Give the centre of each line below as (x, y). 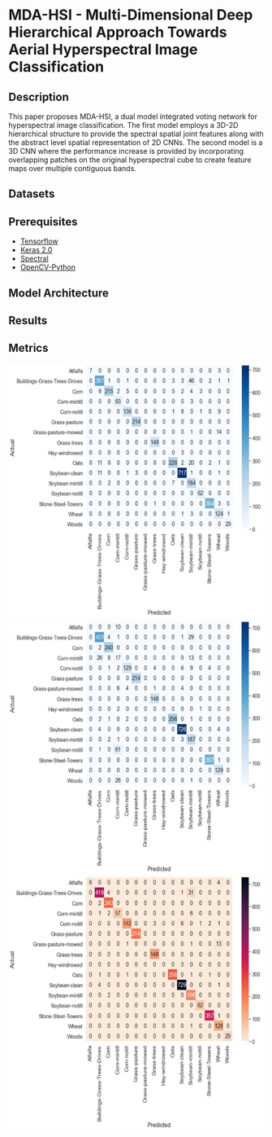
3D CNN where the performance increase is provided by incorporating (126, 151)
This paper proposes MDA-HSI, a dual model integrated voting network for (133, 116)
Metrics (28, 348)
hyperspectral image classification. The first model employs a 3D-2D (123, 125)
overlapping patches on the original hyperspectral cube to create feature (130, 160)
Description (39, 97)
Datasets (32, 194)
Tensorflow (39, 241)
